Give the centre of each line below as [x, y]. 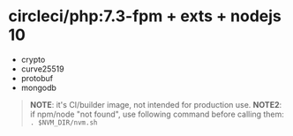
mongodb [38, 87]
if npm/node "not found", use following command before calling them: [157, 114]
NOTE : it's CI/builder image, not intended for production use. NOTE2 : [156, 104]
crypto [33, 59]
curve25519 [42, 69]
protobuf [37, 78]
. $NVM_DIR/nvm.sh [64, 122]
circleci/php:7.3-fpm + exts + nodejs [145, 16]
